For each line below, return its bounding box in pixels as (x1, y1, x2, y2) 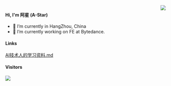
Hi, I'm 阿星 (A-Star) (5, 12, 48, 18)
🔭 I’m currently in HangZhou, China (12, 23, 87, 29)
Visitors (5, 64, 22, 70)
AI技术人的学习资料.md (5, 52, 53, 58)
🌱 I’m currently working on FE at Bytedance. (12, 29, 105, 35)
